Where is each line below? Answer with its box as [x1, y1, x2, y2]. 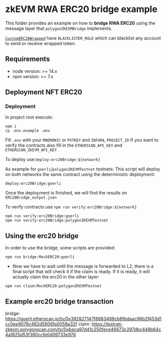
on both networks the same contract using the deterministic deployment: [5, 171, 155, 177]
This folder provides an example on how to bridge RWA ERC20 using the [5, 20, 155, 26]
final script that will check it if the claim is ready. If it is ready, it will [12, 268, 150, 274]
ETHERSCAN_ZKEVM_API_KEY [5, 147, 57, 153]
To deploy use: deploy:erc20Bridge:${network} [5, 156, 101, 162]
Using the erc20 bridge [5, 231, 79, 240]
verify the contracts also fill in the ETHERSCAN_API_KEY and [5, 142, 122, 148]
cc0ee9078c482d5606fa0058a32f [5, 321, 77, 327]
